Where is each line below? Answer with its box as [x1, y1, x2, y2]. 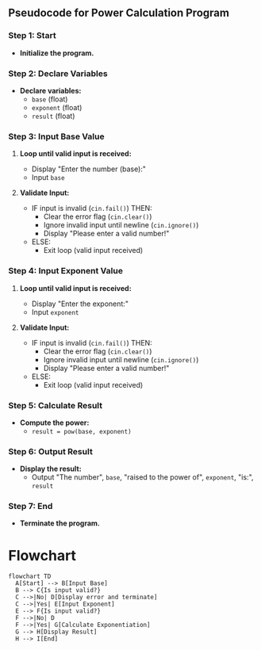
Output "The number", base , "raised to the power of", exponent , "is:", [31, 472, 254, 482]
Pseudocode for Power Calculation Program [8, 6, 230, 20]
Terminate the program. [19, 518, 101, 528]
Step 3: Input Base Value [8, 131, 105, 142]
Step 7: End [8, 501, 53, 512]
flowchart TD [8, 572, 52, 581]
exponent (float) [31, 102, 83, 112]
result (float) [31, 111, 75, 120]
